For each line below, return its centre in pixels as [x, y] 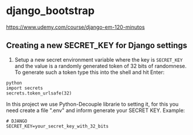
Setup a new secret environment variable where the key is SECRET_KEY [99, 59]
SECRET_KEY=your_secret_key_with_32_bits [57, 126]
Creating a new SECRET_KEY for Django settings [97, 45]
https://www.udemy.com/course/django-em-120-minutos [75, 27]
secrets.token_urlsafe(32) [39, 93]
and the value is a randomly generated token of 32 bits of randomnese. [100, 66]
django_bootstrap [50, 11]
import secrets [25, 88]
